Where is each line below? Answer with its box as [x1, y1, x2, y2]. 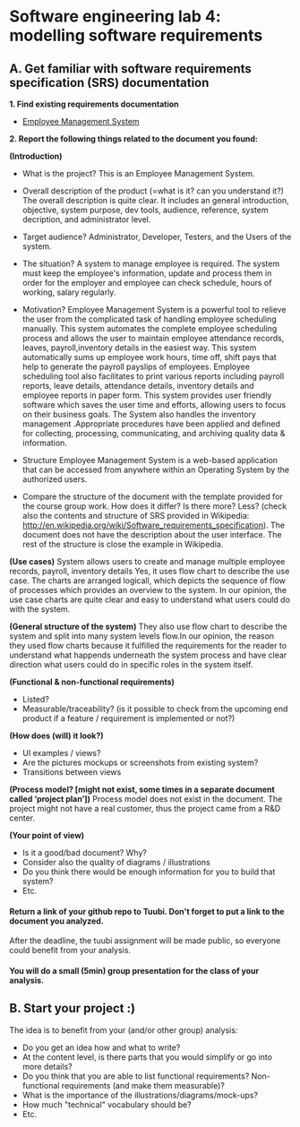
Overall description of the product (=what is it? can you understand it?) [21, 185, 285, 196]
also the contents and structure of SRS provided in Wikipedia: [21, 511, 250, 520]
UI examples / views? [21, 748, 101, 758]
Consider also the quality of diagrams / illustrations [21, 857, 210, 867]
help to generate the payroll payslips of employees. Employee [21, 361, 251, 372]
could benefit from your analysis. [9, 945, 132, 956]
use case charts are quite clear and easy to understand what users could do [9, 594, 291, 605]
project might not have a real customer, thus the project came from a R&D [9, 804, 281, 813]
